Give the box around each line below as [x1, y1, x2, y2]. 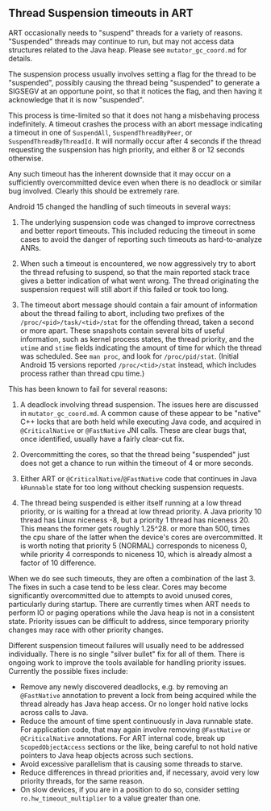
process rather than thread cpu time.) [19, 368, 145, 378]
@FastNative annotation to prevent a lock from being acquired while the [19, 690, 256, 700]
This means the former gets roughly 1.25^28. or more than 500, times [19, 523, 251, 533]
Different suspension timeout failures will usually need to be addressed [8, 640, 244, 650]
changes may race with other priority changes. [8, 625, 164, 634]
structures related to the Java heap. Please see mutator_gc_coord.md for [8, 44, 248, 55]
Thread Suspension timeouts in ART [8, 6, 194, 20]
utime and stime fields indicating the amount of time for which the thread [19, 343, 262, 352]
